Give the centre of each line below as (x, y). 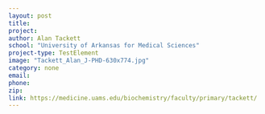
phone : (19, 83)
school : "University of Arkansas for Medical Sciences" (104, 46)
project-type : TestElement (54, 53)
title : (19, 23)
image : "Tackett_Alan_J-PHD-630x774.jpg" (79, 61)
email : (19, 75)
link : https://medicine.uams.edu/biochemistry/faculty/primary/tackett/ (133, 98)
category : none (34, 68)
